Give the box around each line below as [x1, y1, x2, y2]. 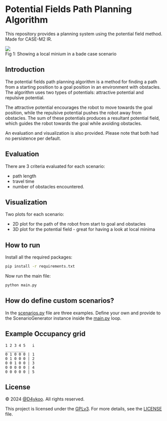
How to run [5, 241, 41, 249]
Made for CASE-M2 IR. [5, 36, 52, 42]
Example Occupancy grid [5, 330, 86, 338]
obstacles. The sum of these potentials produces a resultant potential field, [5, 115, 160, 121]
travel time [12, 178, 35, 184]
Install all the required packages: [5, 254, 73, 260]
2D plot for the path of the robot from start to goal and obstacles [12, 221, 146, 227]
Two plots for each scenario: [5, 212, 64, 218]
